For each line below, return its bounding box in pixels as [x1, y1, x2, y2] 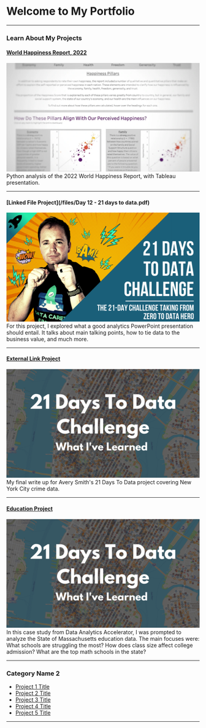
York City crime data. [6, 485, 60, 492]
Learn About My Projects [6, 34, 82, 42]
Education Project [6, 505, 53, 513]
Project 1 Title [15, 683, 50, 691]
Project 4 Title [15, 703, 51, 710]
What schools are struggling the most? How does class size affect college [6, 641, 193, 649]
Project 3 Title [15, 696, 51, 703]
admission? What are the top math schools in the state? [6, 648, 147, 656]
